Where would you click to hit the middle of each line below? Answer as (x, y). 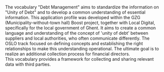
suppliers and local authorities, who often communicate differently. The (77, 38)
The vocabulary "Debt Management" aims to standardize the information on (82, 7)
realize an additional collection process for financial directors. (68, 54)
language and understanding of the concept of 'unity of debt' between (77, 33)
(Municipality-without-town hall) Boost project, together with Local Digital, (80, 23)
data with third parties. (28, 64)
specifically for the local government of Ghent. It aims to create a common (81, 28)
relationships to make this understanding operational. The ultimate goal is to (82, 49)
